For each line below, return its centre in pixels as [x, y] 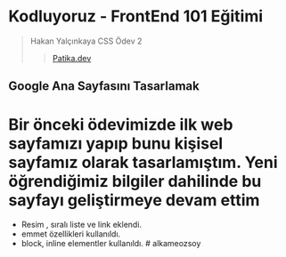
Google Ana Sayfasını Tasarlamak [104, 86]
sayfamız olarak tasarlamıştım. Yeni [143, 162]
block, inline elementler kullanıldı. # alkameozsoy [111, 244]
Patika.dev [72, 58]
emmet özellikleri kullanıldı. [71, 234]
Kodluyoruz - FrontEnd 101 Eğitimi [136, 16]
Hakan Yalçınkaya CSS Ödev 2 [86, 41]
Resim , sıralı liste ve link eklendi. [82, 225]
